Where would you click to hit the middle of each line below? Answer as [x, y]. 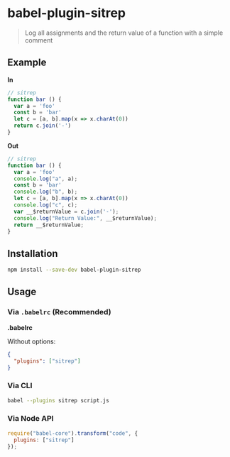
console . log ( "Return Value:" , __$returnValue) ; [86, 218]
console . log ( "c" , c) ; [46, 205]
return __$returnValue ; [49, 225]
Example [27, 63]
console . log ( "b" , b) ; [46, 192]
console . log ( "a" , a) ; [46, 179]
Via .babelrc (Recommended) [59, 312]
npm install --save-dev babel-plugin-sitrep [74, 270]
